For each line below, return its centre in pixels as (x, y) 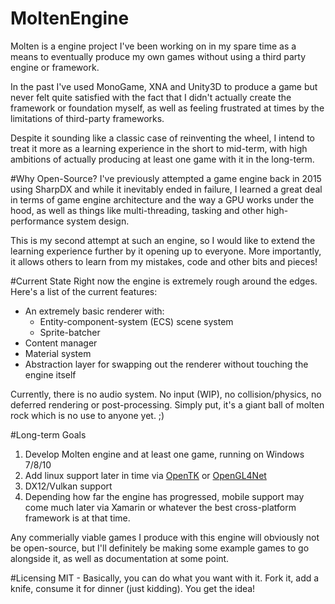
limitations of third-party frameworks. (87, 118)
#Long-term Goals (48, 434)
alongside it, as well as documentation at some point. (120, 558)
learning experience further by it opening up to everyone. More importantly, (166, 251)
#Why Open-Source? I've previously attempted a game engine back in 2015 (166, 178)
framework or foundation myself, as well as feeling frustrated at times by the (167, 108)
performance (37, 221)
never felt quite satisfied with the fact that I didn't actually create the (151, 97)
